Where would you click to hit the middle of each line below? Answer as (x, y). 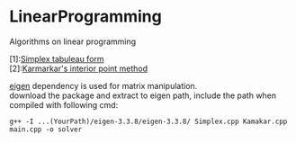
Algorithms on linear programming (73, 41)
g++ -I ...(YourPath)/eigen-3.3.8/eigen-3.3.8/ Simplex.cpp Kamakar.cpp (148, 121)
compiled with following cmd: (64, 104)
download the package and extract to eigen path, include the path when (143, 95)
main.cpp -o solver (46, 129)
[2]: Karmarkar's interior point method (79, 68)
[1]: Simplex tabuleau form (57, 58)
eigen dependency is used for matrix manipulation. (103, 85)
